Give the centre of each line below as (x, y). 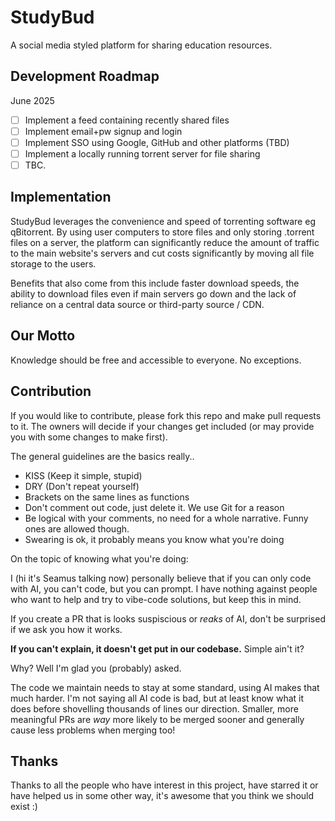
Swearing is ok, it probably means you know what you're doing (154, 539)
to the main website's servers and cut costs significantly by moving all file (162, 253)
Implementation (61, 197)
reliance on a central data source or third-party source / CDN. (137, 304)
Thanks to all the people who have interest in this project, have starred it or (164, 785)
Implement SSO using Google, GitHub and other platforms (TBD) (157, 142)
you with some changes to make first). (89, 437)
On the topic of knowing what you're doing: (99, 558)
